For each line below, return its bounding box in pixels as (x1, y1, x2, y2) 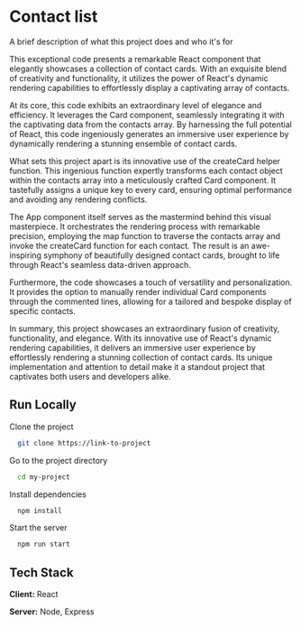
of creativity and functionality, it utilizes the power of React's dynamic (9, 72, 269, 83)
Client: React (9, 589, 59, 600)
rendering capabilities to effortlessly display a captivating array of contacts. (9, 82, 290, 93)
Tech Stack (9, 565, 74, 580)
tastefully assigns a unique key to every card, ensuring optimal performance (9, 184, 293, 195)
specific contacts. (9, 305, 77, 317)
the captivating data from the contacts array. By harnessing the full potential (9, 119, 293, 130)
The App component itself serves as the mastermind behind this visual (9, 211, 272, 222)
